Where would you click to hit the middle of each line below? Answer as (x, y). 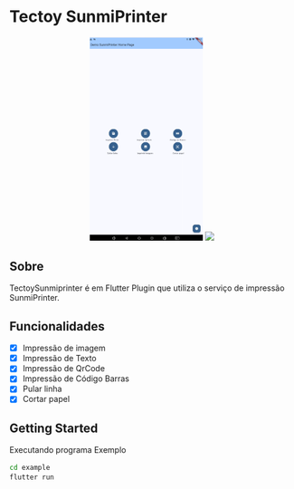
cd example (30, 468)
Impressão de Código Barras (76, 379)
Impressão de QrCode (64, 369)
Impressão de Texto (59, 359)
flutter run (32, 477)
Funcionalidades (57, 326)
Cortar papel (46, 399)
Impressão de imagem (64, 348)
